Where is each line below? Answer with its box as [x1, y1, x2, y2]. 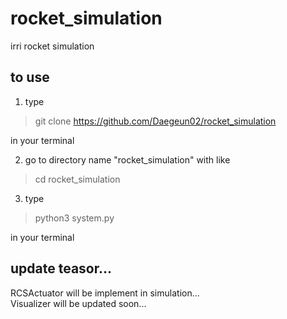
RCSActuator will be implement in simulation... [10, 287, 200, 299]
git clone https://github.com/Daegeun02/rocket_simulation [34, 115, 277, 127]
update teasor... [10, 260, 113, 277]
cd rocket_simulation [34, 173, 121, 185]
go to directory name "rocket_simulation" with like [24, 153, 231, 166]
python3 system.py [34, 212, 115, 224]
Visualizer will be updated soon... [10, 297, 147, 309]
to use [10, 69, 50, 86]
